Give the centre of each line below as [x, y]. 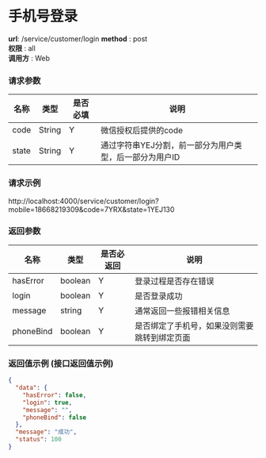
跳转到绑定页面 [162, 337]
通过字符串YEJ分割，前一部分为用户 [167, 145]
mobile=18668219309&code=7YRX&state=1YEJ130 [91, 209]
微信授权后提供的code [142, 130]
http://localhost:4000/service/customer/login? [84, 201]
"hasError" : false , [55, 395]
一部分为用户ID [152, 157]
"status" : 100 [38, 440]
